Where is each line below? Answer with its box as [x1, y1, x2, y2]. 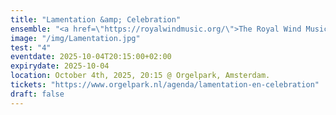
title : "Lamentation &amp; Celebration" [10, 14, 182, 25]
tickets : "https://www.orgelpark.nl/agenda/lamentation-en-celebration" [10, 80, 320, 90]
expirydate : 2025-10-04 [10, 61, 110, 71]
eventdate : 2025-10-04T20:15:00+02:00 [10, 52, 172, 62]
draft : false [10, 89, 65, 99]
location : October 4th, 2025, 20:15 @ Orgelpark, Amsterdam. [10, 71, 271, 81]
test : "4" [10, 42, 52, 53]
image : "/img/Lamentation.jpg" [10, 33, 141, 43]
